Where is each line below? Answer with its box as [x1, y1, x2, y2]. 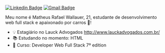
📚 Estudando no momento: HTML [12, 35, 84, 41]
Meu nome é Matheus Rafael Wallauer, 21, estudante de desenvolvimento [5, 14, 157, 20]
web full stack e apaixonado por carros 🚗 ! [5, 20, 92, 25]
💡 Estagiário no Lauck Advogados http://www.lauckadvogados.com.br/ [12, 29, 160, 35]
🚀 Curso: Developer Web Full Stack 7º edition [12, 42, 107, 48]
